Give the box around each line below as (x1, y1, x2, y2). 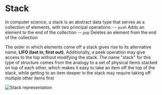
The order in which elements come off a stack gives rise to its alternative (5, 44, 151, 50)
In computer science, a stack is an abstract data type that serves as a (5, 19, 145, 25)
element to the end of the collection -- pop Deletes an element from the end (5, 29, 157, 35)
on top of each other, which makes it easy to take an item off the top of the (5, 64, 155, 71)
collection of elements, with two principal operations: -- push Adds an (5, 24, 145, 30)
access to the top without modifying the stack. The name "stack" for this (5, 54, 151, 60)
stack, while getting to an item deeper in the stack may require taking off (5, 70, 151, 76)
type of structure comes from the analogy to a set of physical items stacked (5, 59, 158, 65)
